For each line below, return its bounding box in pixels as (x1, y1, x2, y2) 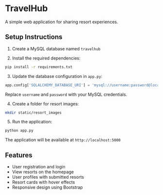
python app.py (5, 128, 34, 133)
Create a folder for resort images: (12, 101, 79, 106)
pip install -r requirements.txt (5, 64, 73, 69)
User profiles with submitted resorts (12, 174, 84, 180)
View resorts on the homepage (12, 169, 74, 175)
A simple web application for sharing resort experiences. (5, 19, 118, 25)
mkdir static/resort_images (5, 110, 62, 115)
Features (5, 151, 33, 159)
